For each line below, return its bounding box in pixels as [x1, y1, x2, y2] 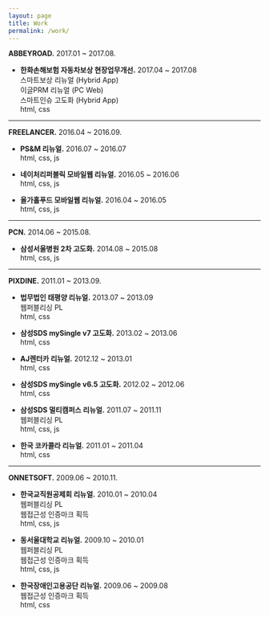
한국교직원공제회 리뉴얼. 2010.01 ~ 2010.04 [19, 489, 158, 499]
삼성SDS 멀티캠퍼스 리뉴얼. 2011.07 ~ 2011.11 [19, 405, 162, 415]
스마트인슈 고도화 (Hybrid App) [19, 96, 119, 105]
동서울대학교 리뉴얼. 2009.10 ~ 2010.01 [19, 535, 144, 545]
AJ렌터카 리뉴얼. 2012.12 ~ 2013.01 [19, 354, 133, 364]
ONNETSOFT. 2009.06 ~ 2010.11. [8, 473, 118, 483]
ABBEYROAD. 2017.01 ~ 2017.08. [8, 49, 116, 59]
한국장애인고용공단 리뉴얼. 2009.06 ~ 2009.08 [19, 581, 168, 590]
